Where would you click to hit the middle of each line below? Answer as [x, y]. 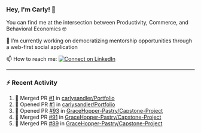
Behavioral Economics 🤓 [36, 29]
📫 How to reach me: [32, 59]
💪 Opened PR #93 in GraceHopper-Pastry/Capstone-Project [89, 110]
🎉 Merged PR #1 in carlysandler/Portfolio [65, 98]
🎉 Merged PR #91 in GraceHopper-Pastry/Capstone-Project [88, 117]
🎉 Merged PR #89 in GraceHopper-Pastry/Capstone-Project [89, 123]
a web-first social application [42, 47]
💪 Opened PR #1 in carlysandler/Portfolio [65, 104]
